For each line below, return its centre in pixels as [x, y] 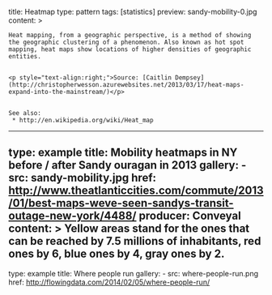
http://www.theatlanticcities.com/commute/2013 [136, 191]
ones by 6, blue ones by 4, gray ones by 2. [117, 254]
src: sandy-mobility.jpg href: [82, 178]
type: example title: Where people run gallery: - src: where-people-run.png [134, 273]
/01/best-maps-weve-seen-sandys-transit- [121, 203]
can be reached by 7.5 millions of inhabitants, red [135, 241]
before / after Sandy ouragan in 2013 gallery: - [127, 165]
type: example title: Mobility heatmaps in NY [123, 153]
